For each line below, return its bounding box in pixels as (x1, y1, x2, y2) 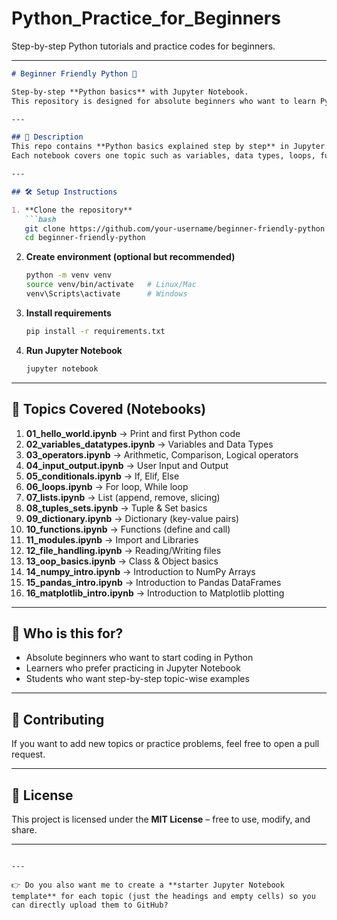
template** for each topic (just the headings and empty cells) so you (11, 891, 316, 901)
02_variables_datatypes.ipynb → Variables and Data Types (25, 438, 274, 450)
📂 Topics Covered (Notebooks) (11, 401, 207, 418)
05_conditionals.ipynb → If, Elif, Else (25, 470, 180, 482)
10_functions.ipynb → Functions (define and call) (25, 523, 231, 535)
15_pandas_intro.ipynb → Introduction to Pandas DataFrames (25, 576, 282, 588)
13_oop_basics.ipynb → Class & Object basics (25, 555, 219, 567)
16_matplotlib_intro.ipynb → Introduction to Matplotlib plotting (25, 587, 285, 599)
